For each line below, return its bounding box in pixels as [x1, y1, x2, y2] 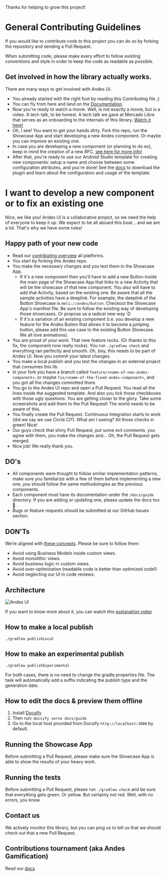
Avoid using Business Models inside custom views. [12, 550, 116, 556]
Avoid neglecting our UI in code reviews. [12, 571, 95, 577]
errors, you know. [5, 797, 41, 803]
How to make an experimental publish [5, 650, 124, 658]
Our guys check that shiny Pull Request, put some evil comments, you [12, 427, 155, 433]
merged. [12, 438, 30, 444]
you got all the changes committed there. [12, 379, 97, 385]
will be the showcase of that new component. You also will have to [19, 284, 156, 290]
